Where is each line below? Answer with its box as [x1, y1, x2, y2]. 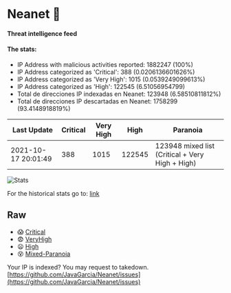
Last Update [12, 125, 54, 134]
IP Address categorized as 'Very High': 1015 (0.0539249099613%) [16, 75, 206, 83]
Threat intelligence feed [7, 29, 78, 37]
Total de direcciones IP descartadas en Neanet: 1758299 [16, 97, 178, 105]
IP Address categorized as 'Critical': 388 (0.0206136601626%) [16, 68, 195, 76]
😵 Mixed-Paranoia [16, 250, 71, 258]
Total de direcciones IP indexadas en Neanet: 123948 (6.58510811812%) [16, 90, 221, 98]
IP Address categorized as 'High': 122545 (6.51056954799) [16, 82, 186, 90]
